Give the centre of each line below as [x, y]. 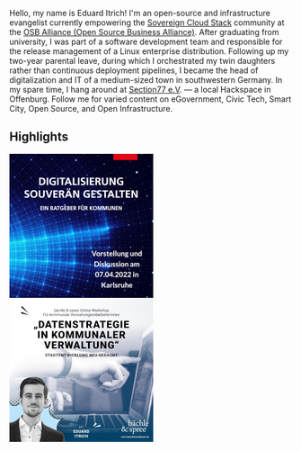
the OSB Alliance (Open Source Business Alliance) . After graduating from [145, 32]
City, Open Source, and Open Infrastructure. [91, 108]
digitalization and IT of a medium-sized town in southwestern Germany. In [146, 80]
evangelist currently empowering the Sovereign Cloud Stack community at [147, 23]
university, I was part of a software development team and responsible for [146, 41]
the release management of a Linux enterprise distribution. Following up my [149, 51]
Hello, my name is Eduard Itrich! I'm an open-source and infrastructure [140, 13]
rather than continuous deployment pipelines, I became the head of [134, 70]
